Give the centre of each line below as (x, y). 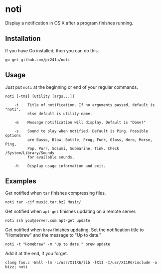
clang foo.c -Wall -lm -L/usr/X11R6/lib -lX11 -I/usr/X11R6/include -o (81, 263)
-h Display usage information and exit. (60, 166)
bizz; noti (16, 267)
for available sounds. (51, 157)
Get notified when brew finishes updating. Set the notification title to (75, 230)
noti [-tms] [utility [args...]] (40, 96)
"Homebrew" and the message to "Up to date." (53, 235)
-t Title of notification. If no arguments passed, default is (84, 105)
